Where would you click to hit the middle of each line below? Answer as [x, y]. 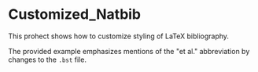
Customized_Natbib [75, 14]
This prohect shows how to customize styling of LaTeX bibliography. [119, 36]
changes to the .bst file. [47, 59]
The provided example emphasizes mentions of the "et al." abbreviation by [129, 51]
